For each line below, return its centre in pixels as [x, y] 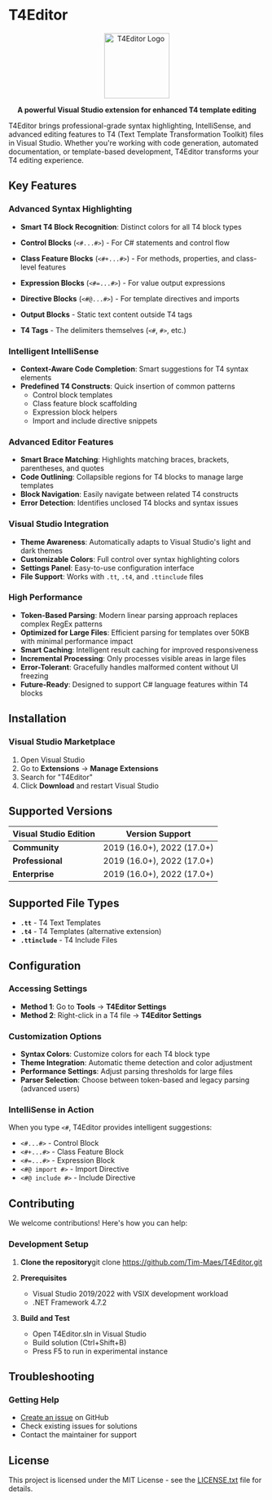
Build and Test [45, 1318]
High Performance [46, 598]
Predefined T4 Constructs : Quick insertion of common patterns [127, 386]
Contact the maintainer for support [78, 1435]
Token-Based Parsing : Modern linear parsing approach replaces [129, 615]
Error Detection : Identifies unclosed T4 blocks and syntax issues [129, 503]
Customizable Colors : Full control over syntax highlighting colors [130, 559]
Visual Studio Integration [59, 524]
